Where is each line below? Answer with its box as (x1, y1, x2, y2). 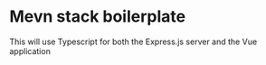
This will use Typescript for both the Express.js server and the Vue (9, 36, 258, 47)
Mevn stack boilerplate (9, 6, 186, 27)
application (9, 45, 52, 56)
